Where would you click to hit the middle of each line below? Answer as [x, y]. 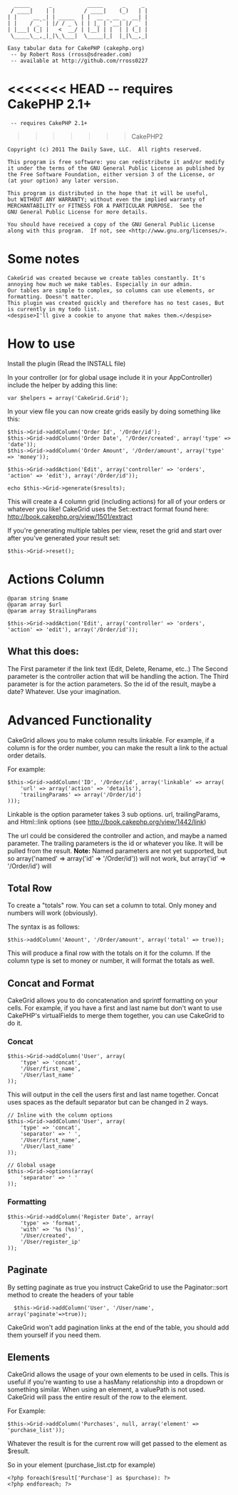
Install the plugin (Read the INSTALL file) [67, 363]
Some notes [43, 259]
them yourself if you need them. [54, 1335]
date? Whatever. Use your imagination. [64, 691]
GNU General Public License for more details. [78, 212]
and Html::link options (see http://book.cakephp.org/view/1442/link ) [107, 822]
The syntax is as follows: [43, 927]
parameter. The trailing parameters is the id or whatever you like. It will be [115, 843]
